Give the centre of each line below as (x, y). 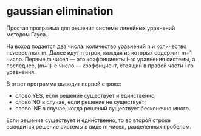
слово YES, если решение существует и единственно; (86, 95)
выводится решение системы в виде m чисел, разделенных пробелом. (99, 126)
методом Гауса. (27, 34)
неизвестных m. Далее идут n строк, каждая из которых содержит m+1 (99, 52)
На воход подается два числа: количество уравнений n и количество (97, 46)
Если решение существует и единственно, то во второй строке (89, 120)
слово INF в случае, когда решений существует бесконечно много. (103, 108)
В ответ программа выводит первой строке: (64, 84)
